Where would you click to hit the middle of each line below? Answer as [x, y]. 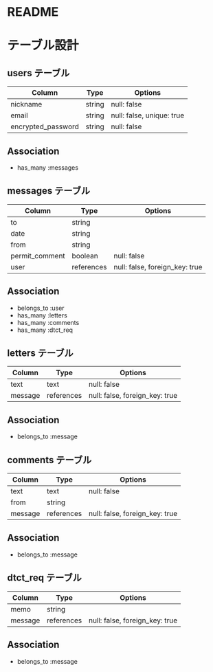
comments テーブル [49, 460]
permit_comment [38, 256]
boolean [85, 256]
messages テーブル [49, 191]
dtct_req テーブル [45, 578]
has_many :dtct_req [45, 330]
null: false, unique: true [147, 115]
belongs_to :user [41, 308]
